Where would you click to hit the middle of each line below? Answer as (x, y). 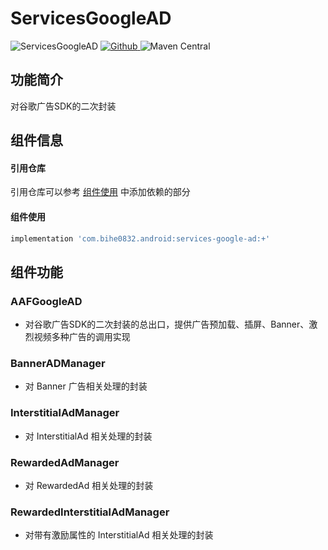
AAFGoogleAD (46, 301)
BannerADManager (58, 364)
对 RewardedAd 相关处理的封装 (89, 485)
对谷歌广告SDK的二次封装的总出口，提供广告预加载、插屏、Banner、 (167, 324)
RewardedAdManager (65, 462)
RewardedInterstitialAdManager (90, 512)
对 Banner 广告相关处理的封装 (86, 386)
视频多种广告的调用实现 (82, 337)
